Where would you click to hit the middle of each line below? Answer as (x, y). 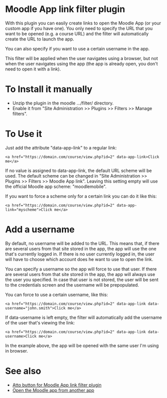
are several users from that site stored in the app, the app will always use (80, 274)
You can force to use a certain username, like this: (57, 294)
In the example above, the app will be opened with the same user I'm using (82, 345)
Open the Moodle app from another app (53, 390)
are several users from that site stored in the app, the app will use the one (81, 248)
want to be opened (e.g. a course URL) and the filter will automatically (77, 33)
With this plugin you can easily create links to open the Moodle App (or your (83, 23)
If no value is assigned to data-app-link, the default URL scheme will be (79, 170)
